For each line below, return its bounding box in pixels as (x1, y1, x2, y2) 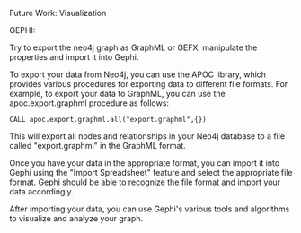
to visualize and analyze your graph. (9, 213, 144, 223)
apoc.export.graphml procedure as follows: (9, 98, 169, 108)
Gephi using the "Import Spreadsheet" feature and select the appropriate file (9, 168, 293, 177)
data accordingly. (9, 186, 74, 196)
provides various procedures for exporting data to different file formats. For (9, 79, 288, 89)
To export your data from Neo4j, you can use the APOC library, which (9, 69, 267, 80)
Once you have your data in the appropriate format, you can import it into (9, 158, 280, 168)
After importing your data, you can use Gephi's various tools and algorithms (9, 203, 290, 214)
